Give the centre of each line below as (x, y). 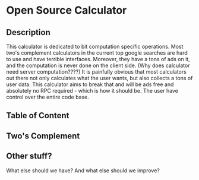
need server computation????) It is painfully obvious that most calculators (97, 72)
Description (28, 32)
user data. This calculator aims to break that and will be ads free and (90, 84)
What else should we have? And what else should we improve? (83, 170)
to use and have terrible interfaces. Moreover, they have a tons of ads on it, (98, 59)
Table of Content (38, 116)
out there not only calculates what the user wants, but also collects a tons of (99, 78)
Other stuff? (29, 156)
